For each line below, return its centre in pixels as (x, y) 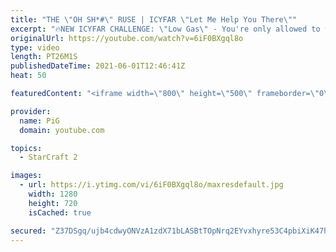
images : (26, 176)
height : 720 (53, 203)
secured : (28, 231)
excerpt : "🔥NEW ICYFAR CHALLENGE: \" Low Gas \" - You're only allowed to (165, 29)
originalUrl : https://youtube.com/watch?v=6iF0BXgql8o (127, 38)
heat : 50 (28, 76)
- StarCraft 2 (48, 157)
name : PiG (39, 121)
